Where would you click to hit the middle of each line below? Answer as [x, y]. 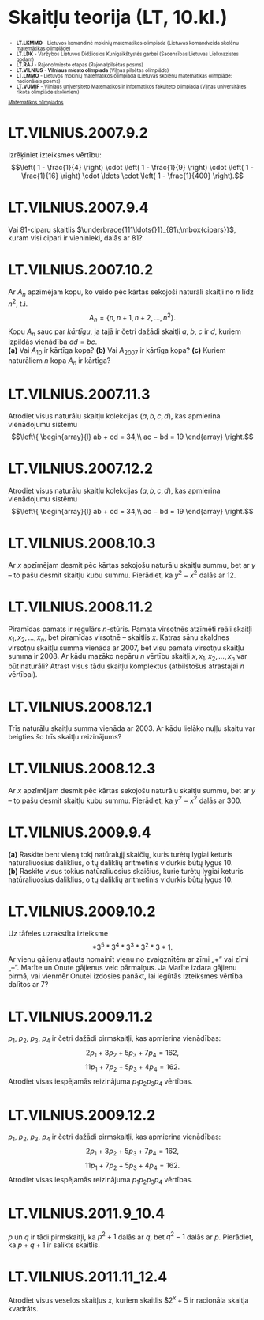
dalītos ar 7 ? [28, 985]
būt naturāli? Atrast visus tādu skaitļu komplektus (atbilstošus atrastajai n [126, 666]
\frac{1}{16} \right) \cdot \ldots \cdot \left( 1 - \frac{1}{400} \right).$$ [132, 176]
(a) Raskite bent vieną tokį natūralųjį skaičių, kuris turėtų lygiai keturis [121, 854]
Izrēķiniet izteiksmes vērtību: [55, 155]
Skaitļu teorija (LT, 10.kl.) [118, 17]
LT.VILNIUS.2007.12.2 [81, 469]
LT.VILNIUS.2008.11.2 [81, 607]
